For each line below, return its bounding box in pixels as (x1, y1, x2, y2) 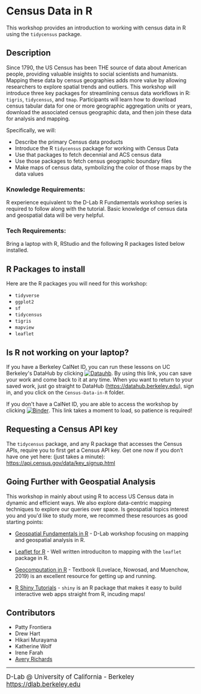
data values (14, 170, 44, 177)
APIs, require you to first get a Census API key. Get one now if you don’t (6, 446, 184, 454)
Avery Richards (14, 656, 53, 663)
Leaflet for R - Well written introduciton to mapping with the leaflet (14, 548, 182, 555)
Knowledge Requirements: (6, 185, 86, 193)
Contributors (6, 607, 56, 618)
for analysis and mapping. (6, 115, 70, 122)
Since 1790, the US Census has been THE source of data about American (6, 64, 187, 71)
